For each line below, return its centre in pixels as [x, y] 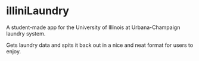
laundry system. [26, 33]
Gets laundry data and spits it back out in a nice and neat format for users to [100, 45]
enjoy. [14, 51]
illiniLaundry [38, 11]
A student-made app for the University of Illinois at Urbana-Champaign [93, 27]
